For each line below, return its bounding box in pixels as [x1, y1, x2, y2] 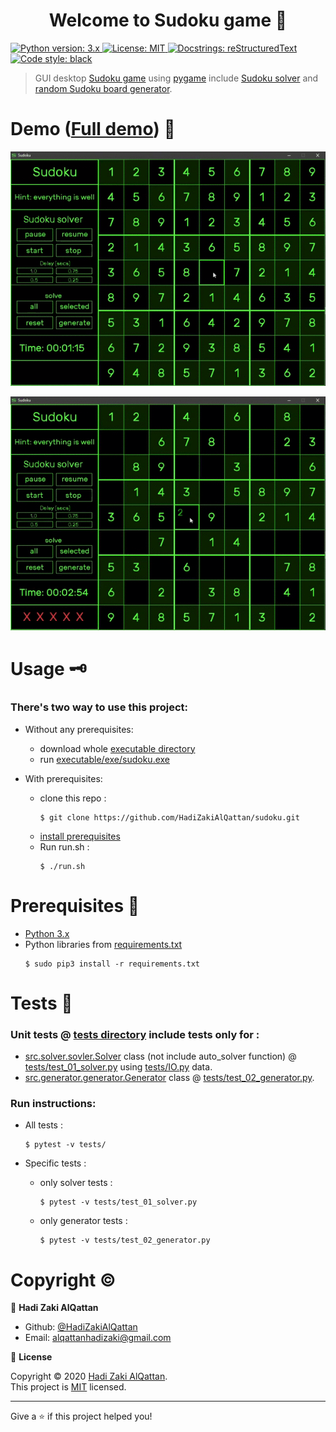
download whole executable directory [39, 742, 196, 754]
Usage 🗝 [10, 658, 87, 681]
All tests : [24, 1119, 63, 1131]
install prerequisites [39, 830, 121, 842]
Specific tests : [24, 1157, 87, 1169]
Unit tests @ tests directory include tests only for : [10, 1027, 260, 1041]
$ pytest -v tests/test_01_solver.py [39, 1197, 198, 1208]
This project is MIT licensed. [10, 1381, 127, 1393]
